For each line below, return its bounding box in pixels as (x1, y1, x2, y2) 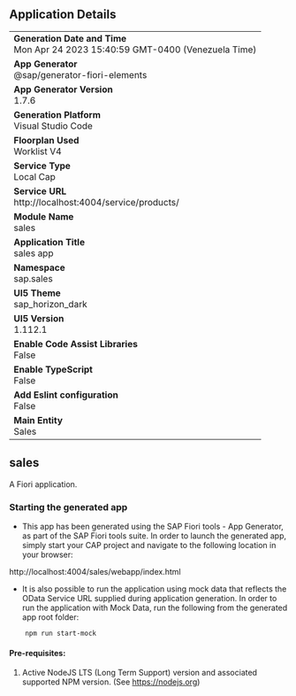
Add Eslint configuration (13, 389, 119, 401)
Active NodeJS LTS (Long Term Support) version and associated (21, 668, 258, 678)
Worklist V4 (13, 145, 62, 158)
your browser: (21, 549, 73, 560)
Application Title (13, 236, 86, 248)
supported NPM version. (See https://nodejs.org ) (21, 677, 201, 687)
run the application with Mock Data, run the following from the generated (21, 602, 288, 613)
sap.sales (13, 272, 53, 284)
